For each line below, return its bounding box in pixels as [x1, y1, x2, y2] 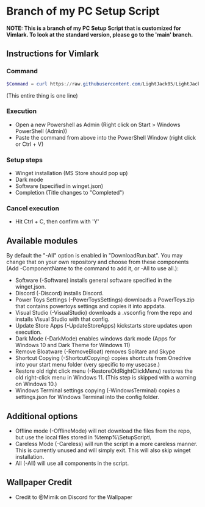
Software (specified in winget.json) [15, 182, 104, 190]
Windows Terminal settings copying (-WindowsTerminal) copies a [15, 387, 180, 394]
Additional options [6, 411, 78, 422]
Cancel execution [6, 204, 60, 213]
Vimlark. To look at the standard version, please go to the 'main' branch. [6, 31, 193, 38]
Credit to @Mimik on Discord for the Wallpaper [15, 493, 133, 501]
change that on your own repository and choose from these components [6, 258, 189, 266]
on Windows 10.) [15, 380, 57, 388]
